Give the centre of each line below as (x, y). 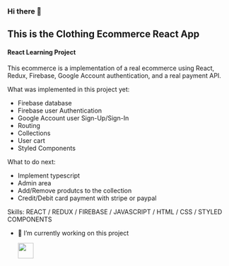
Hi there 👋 (25, 11)
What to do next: (31, 161)
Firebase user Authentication (60, 110)
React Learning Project (42, 52)
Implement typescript (48, 175)
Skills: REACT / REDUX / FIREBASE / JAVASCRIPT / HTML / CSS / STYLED (115, 212)
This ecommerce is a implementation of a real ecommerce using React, (111, 68)
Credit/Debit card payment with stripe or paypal (87, 198)
